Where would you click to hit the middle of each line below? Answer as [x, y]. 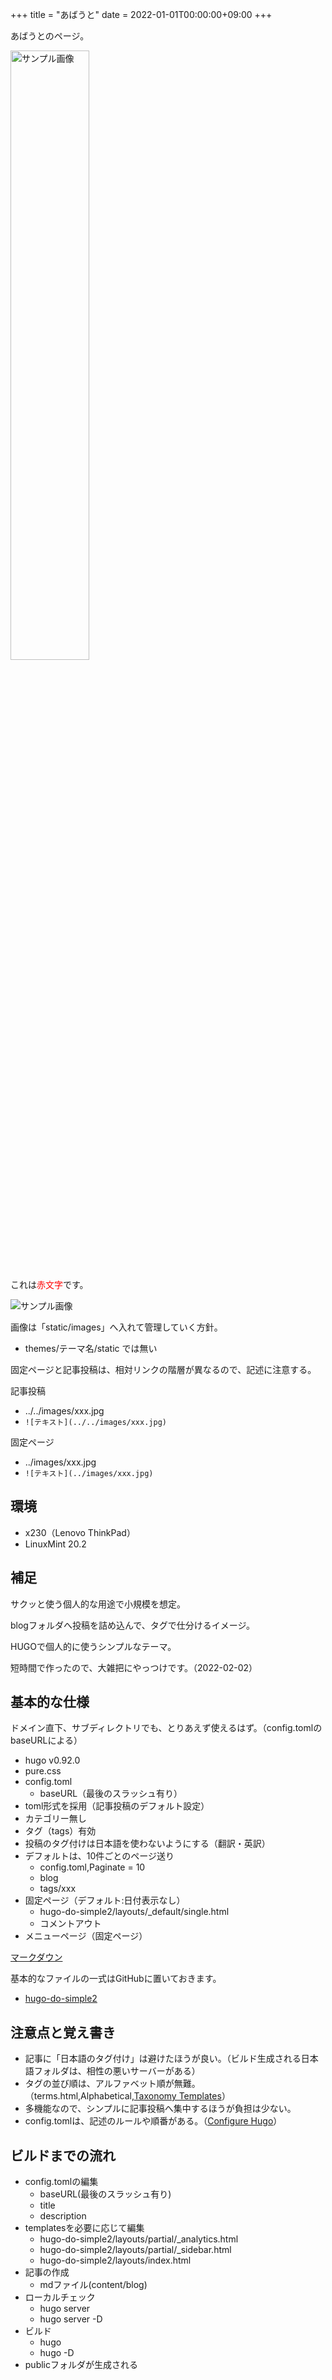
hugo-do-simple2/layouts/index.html [115, 2260]
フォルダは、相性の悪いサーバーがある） [117, 2071]
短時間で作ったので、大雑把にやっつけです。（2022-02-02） [134, 1667]
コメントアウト [70, 1924]
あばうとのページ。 [50, 36]
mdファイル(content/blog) [93, 2285]
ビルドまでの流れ [63, 2155]
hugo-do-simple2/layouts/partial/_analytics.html [139, 2239]
